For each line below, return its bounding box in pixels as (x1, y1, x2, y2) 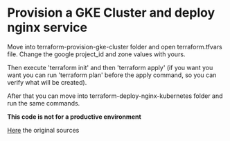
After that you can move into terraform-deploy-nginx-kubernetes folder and (7, 92, 223, 100)
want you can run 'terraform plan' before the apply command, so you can (7, 71, 217, 79)
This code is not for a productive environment (7, 113, 142, 121)
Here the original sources (7, 126, 80, 134)
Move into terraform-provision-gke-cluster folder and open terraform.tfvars (7, 42, 223, 51)
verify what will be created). (7, 78, 87, 86)
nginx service (7, 19, 88, 35)
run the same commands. (7, 99, 80, 107)
